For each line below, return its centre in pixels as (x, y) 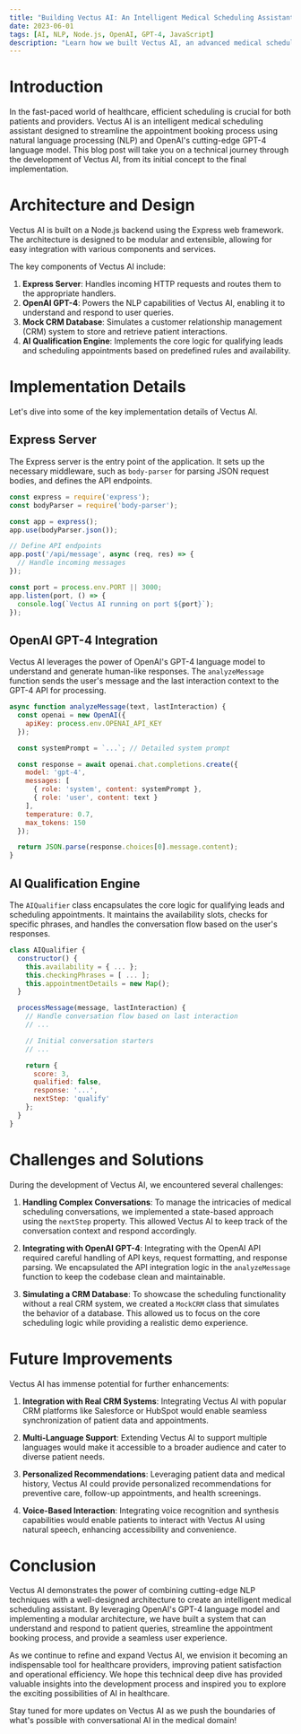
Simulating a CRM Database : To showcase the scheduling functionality (154, 1294)
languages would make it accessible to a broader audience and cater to (154, 1447)
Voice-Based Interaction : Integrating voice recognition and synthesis (150, 1510)
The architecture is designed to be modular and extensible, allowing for (141, 240)
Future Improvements (91, 1359)
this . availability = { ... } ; (82, 967)
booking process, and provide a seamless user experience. (119, 1638)
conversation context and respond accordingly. (109, 1231)
